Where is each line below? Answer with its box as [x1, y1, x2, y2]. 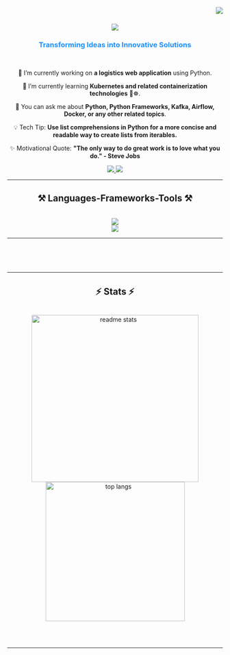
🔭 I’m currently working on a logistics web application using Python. [18, 69, 212, 77]
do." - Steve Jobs [90, 152, 140, 160]
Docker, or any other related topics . [64, 110, 166, 119]
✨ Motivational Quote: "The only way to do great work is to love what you [10, 144, 220, 153]
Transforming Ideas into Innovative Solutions [38, 40, 192, 50]
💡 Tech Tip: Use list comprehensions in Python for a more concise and [13, 123, 217, 132]
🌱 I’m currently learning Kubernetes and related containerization [23, 82, 207, 90]
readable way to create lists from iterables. [53, 131, 177, 139]
